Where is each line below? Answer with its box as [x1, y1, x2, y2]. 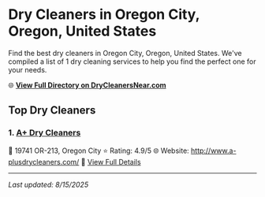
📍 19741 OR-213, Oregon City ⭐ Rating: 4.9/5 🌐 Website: [8, 146, 189, 155]
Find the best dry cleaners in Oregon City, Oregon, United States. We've [8, 48, 242, 58]
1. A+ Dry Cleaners [8, 128, 81, 139]
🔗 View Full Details [80, 157, 141, 166]
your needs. [8, 65, 47, 74]
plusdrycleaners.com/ [8, 157, 80, 166]
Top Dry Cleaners [8, 104, 96, 117]
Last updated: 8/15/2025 [8, 180, 89, 189]
